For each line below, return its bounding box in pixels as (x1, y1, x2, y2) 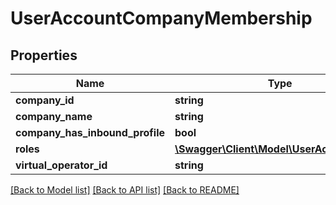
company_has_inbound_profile (15, 126, 166, 139)
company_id (15, 93, 75, 107)
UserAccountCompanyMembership (10, 7, 313, 30)
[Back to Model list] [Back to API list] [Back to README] (10, 184, 240, 196)
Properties (10, 47, 78, 64)
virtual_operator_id (15, 158, 108, 172)
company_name (15, 110, 93, 123)
